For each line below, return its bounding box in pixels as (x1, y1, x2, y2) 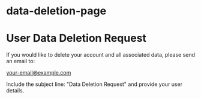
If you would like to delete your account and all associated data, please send (6, 51, 196, 58)
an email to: (6, 58, 35, 65)
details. (6, 87, 25, 94)
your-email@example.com (6, 69, 71, 76)
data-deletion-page (6, 4, 107, 18)
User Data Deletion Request (6, 32, 147, 45)
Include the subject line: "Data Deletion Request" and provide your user (6, 81, 183, 88)
